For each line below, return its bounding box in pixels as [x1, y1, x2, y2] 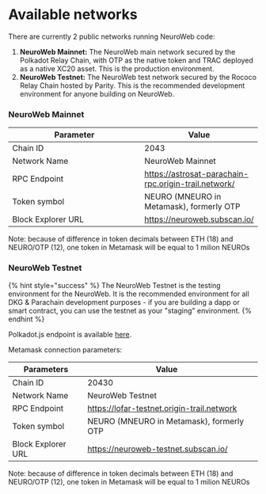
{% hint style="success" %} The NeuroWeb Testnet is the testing [8, 280, 221, 290]
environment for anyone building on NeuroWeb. [19, 89, 175, 98]
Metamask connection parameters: [8, 344, 123, 354]
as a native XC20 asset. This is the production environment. [19, 63, 215, 73]
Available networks [8, 6, 139, 24]
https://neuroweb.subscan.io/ [144, 214, 254, 225]
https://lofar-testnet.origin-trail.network [86, 402, 237, 413]
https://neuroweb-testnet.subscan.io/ [86, 443, 228, 454]
